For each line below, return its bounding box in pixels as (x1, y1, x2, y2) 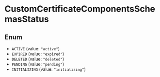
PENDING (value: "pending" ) (11, 62, 64, 67)
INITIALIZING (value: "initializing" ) (11, 66, 86, 72)
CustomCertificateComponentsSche (4, 3, 156, 15)
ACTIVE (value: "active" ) (11, 46, 60, 51)
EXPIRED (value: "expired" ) (11, 51, 64, 57)
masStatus (4, 14, 49, 25)
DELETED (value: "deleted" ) (11, 56, 64, 62)
